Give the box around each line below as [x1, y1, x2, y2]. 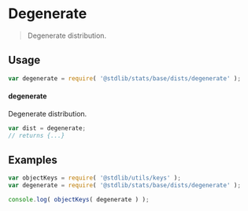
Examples [8, 153, 57, 166]
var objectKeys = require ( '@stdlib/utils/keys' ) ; [8, 174, 181, 182]
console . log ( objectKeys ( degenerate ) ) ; [8, 196, 150, 204]
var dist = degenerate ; [8, 124, 87, 132]
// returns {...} [8, 131, 65, 139]
